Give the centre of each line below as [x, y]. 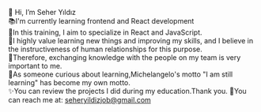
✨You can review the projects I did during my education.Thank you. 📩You [127, 91]
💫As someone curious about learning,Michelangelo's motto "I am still [121, 74]
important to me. [35, 66]
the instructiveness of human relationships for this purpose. [106, 49]
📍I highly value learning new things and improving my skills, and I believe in [131, 41]
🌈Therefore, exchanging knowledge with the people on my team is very [125, 58]
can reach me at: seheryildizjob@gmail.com [80, 100]
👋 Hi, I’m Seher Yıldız [42, 12]
